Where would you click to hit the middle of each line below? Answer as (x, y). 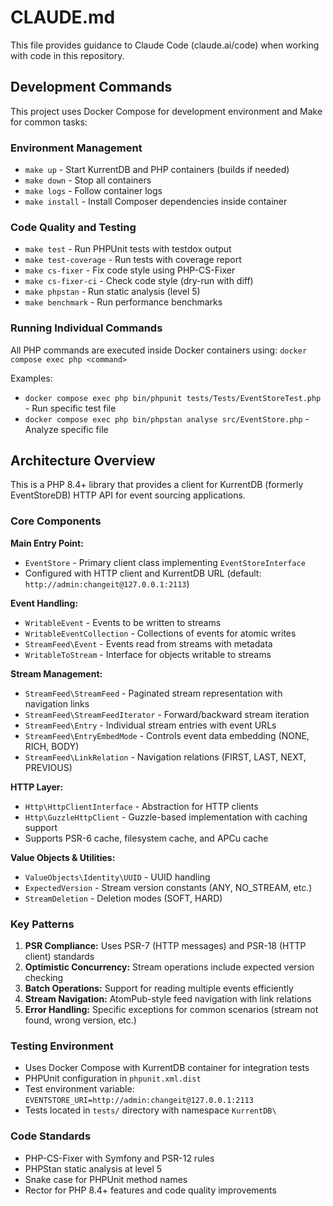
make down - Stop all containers (88, 180)
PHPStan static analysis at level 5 (93, 1168)
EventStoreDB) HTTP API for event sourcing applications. (128, 495)
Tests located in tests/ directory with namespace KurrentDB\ (150, 1110)
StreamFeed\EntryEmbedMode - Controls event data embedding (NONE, (167, 735)
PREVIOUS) (48, 767)
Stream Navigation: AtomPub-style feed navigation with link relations (168, 999)
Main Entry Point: (47, 543)
